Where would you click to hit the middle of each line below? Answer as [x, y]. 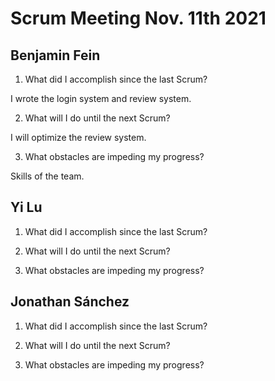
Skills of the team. [47, 176]
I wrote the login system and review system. [101, 98]
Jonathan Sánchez [70, 302]
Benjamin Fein [55, 55]
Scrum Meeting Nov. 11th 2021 [138, 18]
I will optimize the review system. [78, 137]
